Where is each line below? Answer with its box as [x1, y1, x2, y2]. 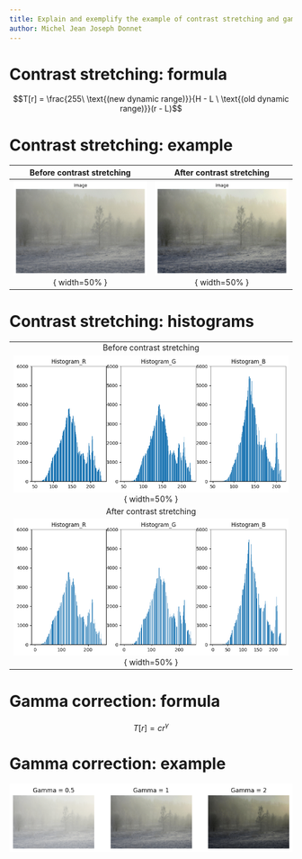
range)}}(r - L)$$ [120, 104, 182, 114]
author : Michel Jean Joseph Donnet [9, 23, 143, 33]
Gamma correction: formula [9, 691, 220, 711]
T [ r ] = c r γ [133, 720, 169, 733]
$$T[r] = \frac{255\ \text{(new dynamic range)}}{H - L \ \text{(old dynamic [13, 94, 289, 104]
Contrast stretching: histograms [9, 311, 254, 331]
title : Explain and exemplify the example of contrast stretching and [9, 14, 280, 23]
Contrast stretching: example [9, 135, 234, 155]
